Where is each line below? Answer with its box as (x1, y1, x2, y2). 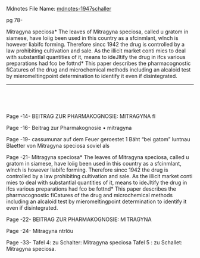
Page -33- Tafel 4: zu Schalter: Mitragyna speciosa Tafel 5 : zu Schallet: (6, 239, 183, 246)
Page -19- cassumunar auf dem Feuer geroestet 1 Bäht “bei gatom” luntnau (6, 136, 190, 142)
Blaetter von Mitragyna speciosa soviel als (6, 142, 110, 149)
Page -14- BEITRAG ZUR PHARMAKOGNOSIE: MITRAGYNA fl (6, 113, 156, 120)
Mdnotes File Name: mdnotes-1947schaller (6, 5, 112, 12)
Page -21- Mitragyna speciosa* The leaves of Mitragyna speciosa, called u (6, 154, 189, 160)
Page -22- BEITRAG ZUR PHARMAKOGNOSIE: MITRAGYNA (6, 216, 152, 223)
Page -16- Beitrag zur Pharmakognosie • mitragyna (6, 125, 132, 131)
